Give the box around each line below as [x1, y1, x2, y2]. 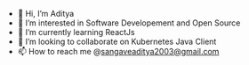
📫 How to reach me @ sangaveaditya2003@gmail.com [17, 47, 220, 56]
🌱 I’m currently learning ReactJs [17, 27, 135, 37]
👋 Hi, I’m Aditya [17, 9, 75, 18]
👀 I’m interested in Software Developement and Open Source [17, 18, 241, 28]
